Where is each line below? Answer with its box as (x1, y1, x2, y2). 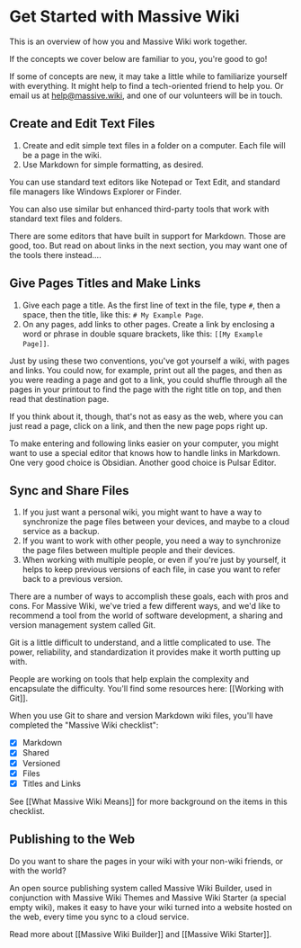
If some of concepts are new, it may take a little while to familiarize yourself (9, 70, 288, 82)
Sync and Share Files (9, 483, 129, 498)
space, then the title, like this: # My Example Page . (22, 309, 204, 320)
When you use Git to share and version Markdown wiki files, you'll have (9, 711, 274, 721)
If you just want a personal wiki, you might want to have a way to (22, 506, 262, 518)
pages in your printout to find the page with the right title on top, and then (9, 384, 282, 395)
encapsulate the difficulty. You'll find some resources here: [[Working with (9, 684, 285, 694)
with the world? (9, 865, 66, 876)
